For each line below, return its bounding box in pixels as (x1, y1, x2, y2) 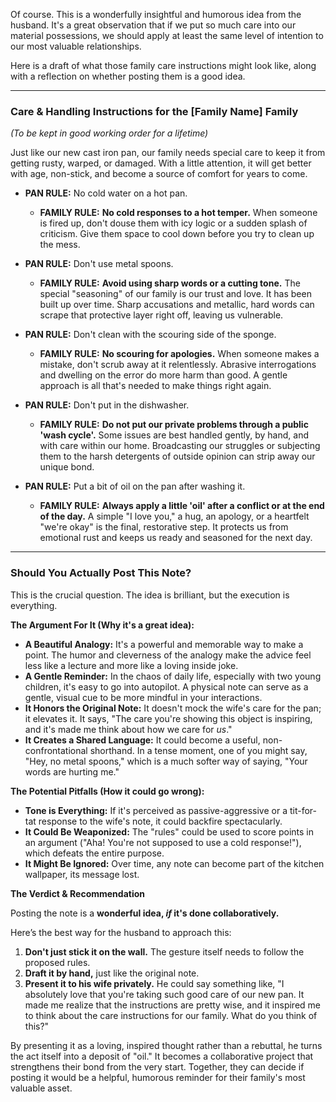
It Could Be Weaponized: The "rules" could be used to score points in (24, 825, 314, 838)
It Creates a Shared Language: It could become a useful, (24, 734, 261, 746)
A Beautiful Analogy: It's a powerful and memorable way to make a (24, 638, 304, 650)
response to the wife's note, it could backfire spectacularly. (38, 815, 283, 827)
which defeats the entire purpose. (24, 847, 165, 859)
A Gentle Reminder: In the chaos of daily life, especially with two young (24, 670, 322, 682)
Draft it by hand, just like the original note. (24, 967, 200, 979)
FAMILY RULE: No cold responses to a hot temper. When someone (39, 207, 318, 219)
